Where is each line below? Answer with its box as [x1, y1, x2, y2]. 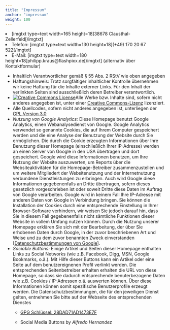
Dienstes [12, 300, 31, 306]
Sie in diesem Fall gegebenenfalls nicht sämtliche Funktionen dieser [12, 213, 155, 219]
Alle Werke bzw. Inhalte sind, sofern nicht [75, 94, 162, 101]
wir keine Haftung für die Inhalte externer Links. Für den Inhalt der [12, 84, 151, 90]
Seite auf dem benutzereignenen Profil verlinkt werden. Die [12, 262, 137, 268]
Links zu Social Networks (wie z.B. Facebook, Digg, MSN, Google [12, 251, 150, 257]
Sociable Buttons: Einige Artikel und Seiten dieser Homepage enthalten [12, 246, 161, 252]
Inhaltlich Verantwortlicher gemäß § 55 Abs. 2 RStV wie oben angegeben [12, 73, 165, 79]
